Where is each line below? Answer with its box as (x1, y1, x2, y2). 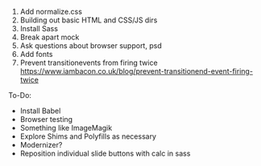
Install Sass (19, 24, 59, 33)
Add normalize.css (19, 7, 83, 16)
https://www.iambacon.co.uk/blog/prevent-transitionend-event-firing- (19, 67, 254, 75)
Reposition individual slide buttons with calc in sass (19, 148, 191, 158)
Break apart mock (19, 32, 80, 42)
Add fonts (19, 50, 53, 59)
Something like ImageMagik (19, 123, 113, 132)
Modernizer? (19, 140, 63, 149)
